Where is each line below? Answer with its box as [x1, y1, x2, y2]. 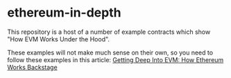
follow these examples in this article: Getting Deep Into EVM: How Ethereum [7, 55, 224, 64]
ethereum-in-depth [7, 5, 121, 21]
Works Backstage [7, 63, 58, 71]
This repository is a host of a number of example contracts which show [7, 28, 211, 36]
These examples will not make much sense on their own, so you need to [7, 48, 214, 57]
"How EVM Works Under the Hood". [7, 35, 110, 43]
